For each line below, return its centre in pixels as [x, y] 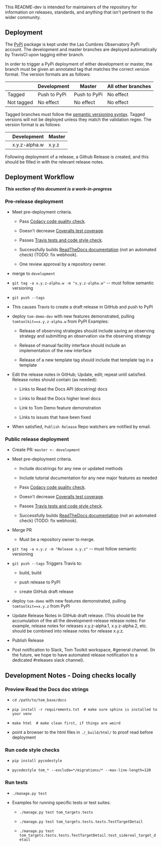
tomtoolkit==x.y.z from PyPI [41, 606]
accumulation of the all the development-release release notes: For [79, 621]
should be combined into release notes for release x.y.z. [68, 631]
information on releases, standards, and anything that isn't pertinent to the [79, 12]
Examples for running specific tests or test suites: [61, 802]
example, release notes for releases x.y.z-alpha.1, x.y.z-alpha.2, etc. [80, 626]
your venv [22, 714]
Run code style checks [32, 750]
